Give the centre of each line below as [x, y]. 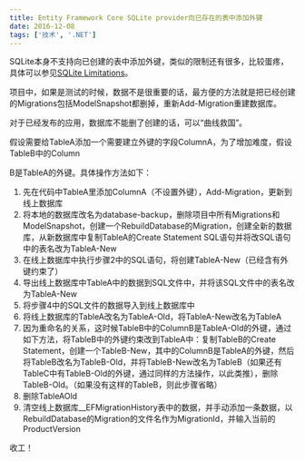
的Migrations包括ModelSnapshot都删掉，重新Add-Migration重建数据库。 [145, 103]
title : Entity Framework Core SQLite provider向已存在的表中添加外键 [136, 18]
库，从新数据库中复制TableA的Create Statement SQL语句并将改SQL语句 [157, 238]
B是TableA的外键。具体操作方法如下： [81, 172]
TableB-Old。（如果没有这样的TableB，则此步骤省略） [122, 385]
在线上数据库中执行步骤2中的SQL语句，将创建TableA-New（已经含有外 [155, 260]
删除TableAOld [50, 397]
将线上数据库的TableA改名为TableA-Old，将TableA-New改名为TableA [152, 317]
